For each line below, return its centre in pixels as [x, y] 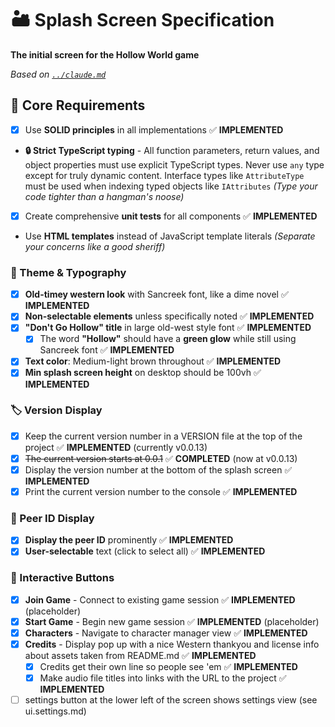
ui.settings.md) [55, 711]
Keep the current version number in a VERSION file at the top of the [163, 436]
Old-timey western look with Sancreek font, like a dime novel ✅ [156, 294]
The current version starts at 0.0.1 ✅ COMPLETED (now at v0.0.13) [161, 458]
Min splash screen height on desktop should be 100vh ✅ [143, 373]
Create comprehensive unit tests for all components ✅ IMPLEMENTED [171, 216]
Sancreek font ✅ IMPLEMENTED [107, 350]
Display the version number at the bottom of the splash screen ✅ [158, 469]
